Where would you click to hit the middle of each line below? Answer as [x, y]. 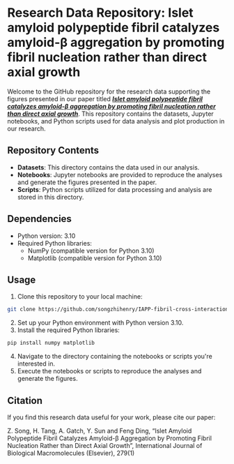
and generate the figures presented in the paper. [87, 182]
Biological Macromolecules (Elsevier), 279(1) [71, 453]
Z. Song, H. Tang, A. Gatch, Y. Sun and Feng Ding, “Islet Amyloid [100, 431]
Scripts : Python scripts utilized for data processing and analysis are [115, 189]
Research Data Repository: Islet [100, 13]
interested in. [36, 364]
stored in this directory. [50, 197]
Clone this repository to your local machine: [80, 297]
